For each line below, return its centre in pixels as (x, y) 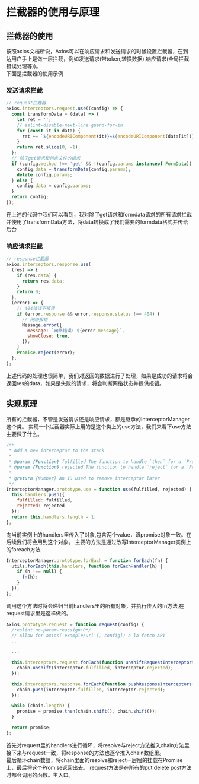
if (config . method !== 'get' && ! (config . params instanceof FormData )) (102, 164)
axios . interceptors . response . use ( (49, 265)
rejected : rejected (41, 506)
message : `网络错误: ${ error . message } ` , (76, 331)
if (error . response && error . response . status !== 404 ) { (89, 314)
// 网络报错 (35, 319)
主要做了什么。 (24, 434)
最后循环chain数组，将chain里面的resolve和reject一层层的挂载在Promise (94, 760)
